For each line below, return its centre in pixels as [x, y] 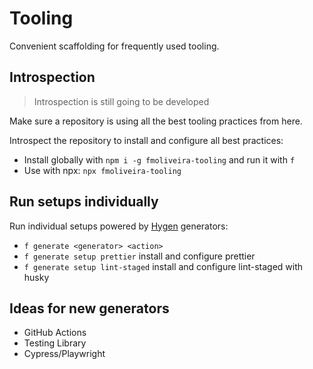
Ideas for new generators [89, 308]
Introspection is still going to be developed [121, 101]
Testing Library [55, 343]
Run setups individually [84, 202]
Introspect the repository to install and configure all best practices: [146, 140]
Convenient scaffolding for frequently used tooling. [114, 46]
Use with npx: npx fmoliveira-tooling [102, 170]
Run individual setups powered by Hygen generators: [119, 226]
